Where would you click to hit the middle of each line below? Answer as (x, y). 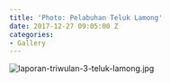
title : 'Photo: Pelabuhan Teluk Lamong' (86, 18)
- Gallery (28, 43)
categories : (31, 34)
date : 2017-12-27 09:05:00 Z (64, 26)
